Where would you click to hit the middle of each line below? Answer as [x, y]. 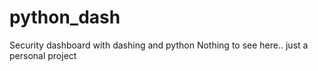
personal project [43, 55]
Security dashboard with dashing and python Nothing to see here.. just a [159, 45]
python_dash [65, 17]
